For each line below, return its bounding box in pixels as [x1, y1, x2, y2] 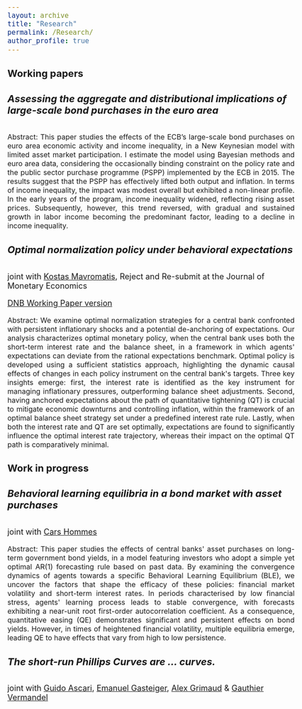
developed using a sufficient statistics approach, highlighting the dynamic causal [7, 359, 295, 369]
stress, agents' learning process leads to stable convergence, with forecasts [7, 597, 295, 607]
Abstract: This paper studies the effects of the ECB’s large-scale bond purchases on [7, 131, 295, 141]
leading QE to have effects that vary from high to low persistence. [7, 632, 227, 642]
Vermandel [7, 693, 48, 703]
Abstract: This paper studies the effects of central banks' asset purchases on [7, 543, 274, 553]
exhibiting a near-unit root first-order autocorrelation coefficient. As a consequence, [7, 606, 295, 616]
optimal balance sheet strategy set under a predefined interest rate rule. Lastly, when [7, 413, 295, 423]
